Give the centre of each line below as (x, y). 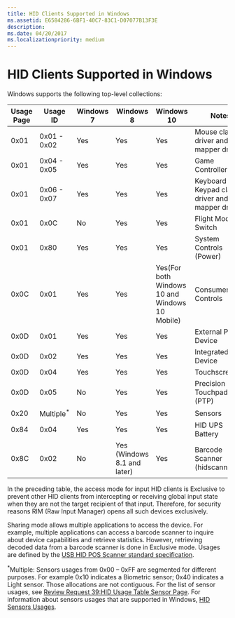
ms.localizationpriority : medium (56, 40)
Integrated (212, 352)
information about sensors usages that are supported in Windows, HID (109, 600)
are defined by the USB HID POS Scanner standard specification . (101, 555)
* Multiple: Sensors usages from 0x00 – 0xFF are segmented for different (112, 569)
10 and (168, 294)
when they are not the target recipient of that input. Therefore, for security (114, 504)
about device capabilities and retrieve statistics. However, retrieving (105, 540)
